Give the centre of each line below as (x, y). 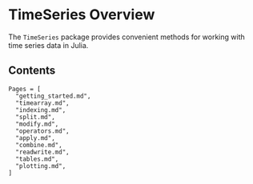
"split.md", (36, 117)
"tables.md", (37, 159)
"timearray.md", (42, 103)
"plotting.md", (41, 166)
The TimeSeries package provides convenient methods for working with (127, 37)
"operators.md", (42, 131)
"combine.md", (39, 145)
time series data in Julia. (48, 45)
